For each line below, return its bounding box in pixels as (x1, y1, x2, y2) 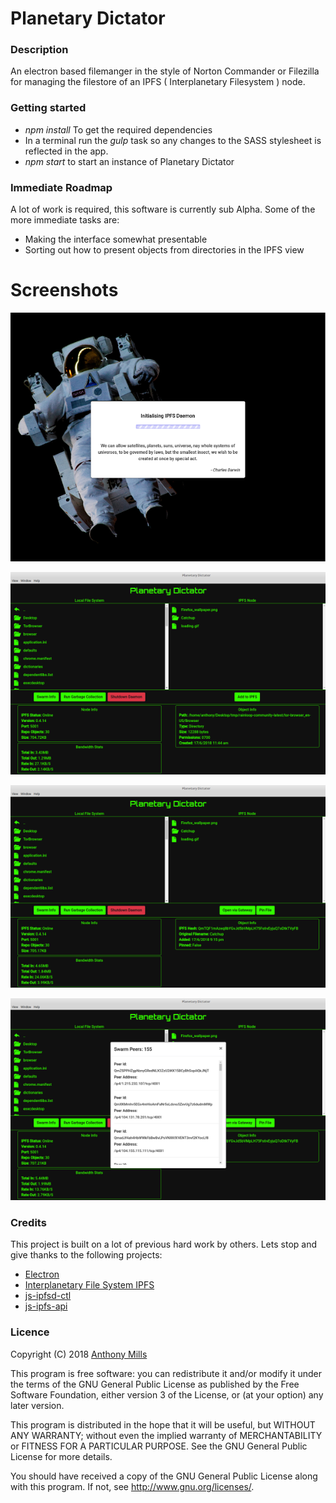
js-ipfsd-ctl (24, 1290, 72, 1302)
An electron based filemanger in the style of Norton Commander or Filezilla (10, 65, 320, 77)
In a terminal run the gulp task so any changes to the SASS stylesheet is (24, 134, 322, 146)
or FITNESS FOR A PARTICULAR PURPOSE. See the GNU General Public (10, 1440, 308, 1452)
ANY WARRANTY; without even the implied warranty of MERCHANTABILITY (10, 1429, 323, 1441)
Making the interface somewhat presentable (24, 233, 208, 246)
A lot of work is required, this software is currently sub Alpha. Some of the (10, 203, 316, 216)
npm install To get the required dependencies (24, 123, 213, 136)
